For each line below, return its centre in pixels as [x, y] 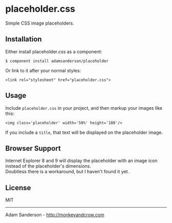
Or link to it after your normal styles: [43, 70]
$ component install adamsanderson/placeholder [57, 61]
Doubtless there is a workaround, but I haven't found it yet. [67, 172]
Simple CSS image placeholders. [40, 23]
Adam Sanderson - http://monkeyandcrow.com [55, 215]
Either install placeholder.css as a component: [54, 51]
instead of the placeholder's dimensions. [48, 166]
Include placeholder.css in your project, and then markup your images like [84, 108]
